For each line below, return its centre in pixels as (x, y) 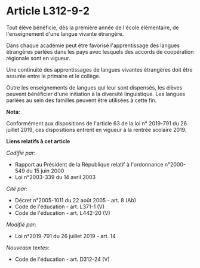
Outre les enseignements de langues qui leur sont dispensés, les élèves (94, 87)
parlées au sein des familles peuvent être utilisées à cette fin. (81, 100)
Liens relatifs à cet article (38, 141)
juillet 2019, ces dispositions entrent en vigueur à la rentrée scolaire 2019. (96, 130)
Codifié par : (21, 153)
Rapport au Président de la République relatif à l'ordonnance (89, 164)
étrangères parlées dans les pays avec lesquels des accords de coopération (100, 51)
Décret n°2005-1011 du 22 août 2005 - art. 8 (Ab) (75, 200)
